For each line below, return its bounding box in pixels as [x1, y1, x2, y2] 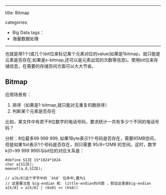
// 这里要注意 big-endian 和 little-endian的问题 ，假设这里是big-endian [5, 181, 151, 186]
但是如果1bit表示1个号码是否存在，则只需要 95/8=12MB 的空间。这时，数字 [5, 141, 157, 147]
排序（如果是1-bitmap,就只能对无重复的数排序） [12, 102, 110, 108]
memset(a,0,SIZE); [5, 166, 43, 171]
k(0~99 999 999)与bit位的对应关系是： [5, 148, 84, 154]
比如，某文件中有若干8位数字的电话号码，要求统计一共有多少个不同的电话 [5, 118, 155, 124]
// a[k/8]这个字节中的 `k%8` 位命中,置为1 [5, 176, 85, 181]
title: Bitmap [5, 10, 30, 15]
